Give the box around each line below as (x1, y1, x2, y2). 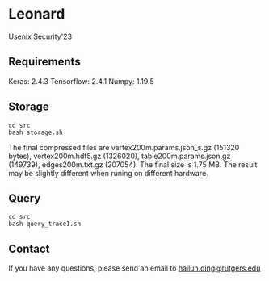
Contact (8, 241, 50, 255)
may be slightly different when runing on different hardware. (8, 168, 208, 178)
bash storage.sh (8, 128, 63, 136)
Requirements (8, 55, 81, 69)
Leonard (8, 5, 65, 23)
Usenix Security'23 (8, 31, 73, 41)
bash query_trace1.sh (8, 220, 82, 229)
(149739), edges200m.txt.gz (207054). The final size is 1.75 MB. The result (8, 159, 258, 170)
